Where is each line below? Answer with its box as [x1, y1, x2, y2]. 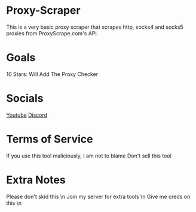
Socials [6, 92, 44, 105]
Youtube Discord [6, 111, 48, 119]
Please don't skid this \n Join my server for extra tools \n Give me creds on [6, 193, 191, 200]
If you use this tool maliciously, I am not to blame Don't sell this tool [6, 152, 171, 159]
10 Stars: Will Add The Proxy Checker [6, 70, 99, 78]
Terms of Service [6, 132, 93, 146]
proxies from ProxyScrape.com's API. [6, 29, 99, 37]
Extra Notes [6, 173, 66, 186]
